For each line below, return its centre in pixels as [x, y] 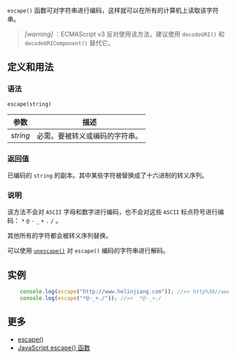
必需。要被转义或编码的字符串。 [90, 136]
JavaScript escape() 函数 [54, 348]
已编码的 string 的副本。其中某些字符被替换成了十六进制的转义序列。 [108, 175]
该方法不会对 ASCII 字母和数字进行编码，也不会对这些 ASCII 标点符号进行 [113, 212]
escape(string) [29, 104]
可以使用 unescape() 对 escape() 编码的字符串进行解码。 [88, 251]
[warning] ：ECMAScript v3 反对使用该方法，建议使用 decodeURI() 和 [124, 34]
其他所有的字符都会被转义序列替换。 [60, 236]
